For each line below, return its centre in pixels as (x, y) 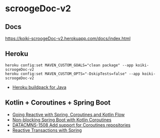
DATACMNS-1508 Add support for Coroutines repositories (71, 125)
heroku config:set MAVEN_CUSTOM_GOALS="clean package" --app (69, 65)
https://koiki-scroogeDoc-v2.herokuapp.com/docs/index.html (68, 38)
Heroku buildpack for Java (39, 87)
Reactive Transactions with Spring (47, 130)
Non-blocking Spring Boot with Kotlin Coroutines (62, 120)
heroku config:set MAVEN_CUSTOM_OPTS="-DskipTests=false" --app (73, 74)
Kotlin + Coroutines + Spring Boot (58, 103)
